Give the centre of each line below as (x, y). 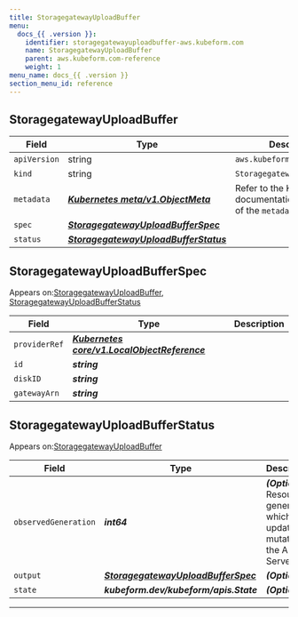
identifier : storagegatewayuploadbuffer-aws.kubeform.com (134, 42)
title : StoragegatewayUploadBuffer (75, 17)
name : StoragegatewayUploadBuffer (89, 51)
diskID (27, 379)
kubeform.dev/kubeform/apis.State (181, 590)
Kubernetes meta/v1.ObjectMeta (139, 199)
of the (247, 211)
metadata (32, 200)
